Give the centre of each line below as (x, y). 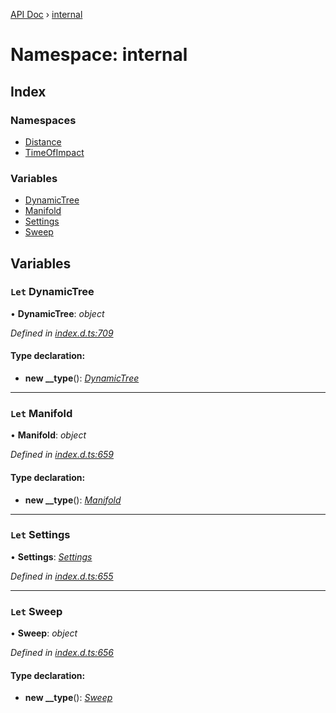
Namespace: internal (99, 55)
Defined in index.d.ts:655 (62, 576)
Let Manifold (41, 413)
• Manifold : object (48, 435)
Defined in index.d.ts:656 (62, 653)
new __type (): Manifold (73, 500)
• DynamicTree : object (57, 313)
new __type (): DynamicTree (82, 378)
